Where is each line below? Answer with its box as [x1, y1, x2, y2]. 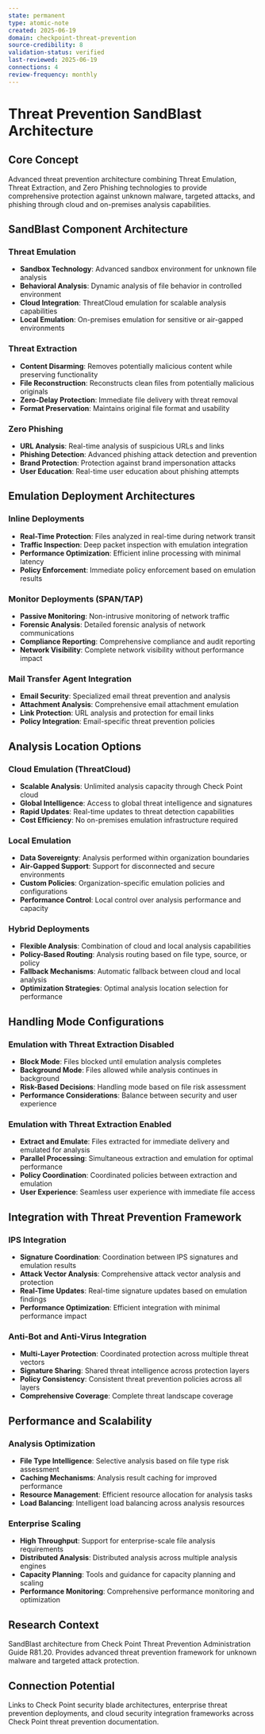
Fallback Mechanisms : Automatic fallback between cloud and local [19, 967, 240, 976]
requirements [19, 1544, 63, 1554]
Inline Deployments [8, 513, 85, 525]
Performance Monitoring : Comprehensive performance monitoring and [19, 1586, 255, 1596]
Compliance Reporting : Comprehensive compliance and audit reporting [19, 636, 255, 646]
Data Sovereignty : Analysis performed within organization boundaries [19, 853, 250, 863]
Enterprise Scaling [8, 1518, 82, 1529]
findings [19, 1294, 47, 1304]
